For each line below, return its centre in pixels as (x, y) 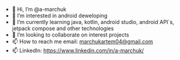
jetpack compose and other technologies (63, 28)
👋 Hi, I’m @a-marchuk (39, 9)
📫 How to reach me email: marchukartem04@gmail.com (82, 41)
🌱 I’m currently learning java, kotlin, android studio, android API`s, (93, 22)
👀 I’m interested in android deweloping (60, 16)
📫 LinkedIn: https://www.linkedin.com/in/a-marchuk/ (78, 50)
